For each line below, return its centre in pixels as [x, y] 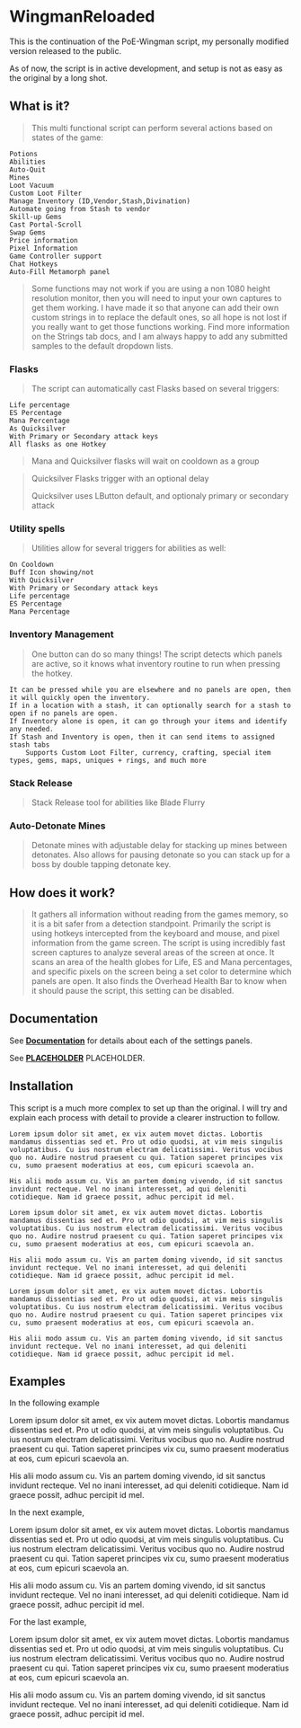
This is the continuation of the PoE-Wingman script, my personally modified [149, 41]
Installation [41, 1086]
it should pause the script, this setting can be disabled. [133, 991]
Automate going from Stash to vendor [80, 208]
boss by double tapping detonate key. [101, 864]
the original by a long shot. [58, 77]
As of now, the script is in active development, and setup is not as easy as [146, 68]
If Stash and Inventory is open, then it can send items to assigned [142, 737]
